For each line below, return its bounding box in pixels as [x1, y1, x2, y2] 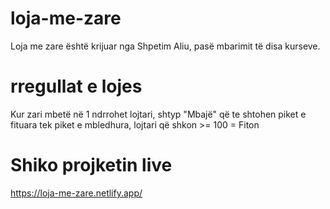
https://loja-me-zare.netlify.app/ [10, 187, 143, 199]
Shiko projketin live [10, 154, 173, 177]
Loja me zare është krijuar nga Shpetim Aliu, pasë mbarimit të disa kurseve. [10, 40, 321, 52]
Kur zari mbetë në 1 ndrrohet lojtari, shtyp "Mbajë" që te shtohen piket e [10, 108, 307, 120]
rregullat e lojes [10, 75, 143, 98]
